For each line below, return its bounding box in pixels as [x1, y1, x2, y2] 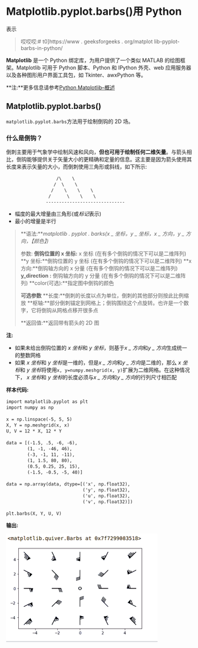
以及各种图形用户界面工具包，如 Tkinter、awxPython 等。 [6, 71, 146, 78]
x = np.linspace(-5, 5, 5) [6, 416, 72, 422]
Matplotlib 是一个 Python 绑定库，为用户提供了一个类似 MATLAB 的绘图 [6, 57, 181, 64]
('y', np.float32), [82, 487, 131, 493]
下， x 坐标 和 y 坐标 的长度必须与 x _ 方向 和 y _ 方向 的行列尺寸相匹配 [14, 374, 177, 381]
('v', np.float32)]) [82, 499, 133, 505]
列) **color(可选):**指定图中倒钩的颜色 [20, 280, 114, 287]
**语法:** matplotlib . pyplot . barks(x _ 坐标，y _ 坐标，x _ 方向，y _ [20, 230, 184, 237]
